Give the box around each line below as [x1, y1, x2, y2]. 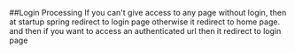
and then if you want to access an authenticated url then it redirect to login [9, 26, 282, 36]
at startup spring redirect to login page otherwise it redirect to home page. [9, 17, 281, 27]
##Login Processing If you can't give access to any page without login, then [9, 8, 287, 17]
